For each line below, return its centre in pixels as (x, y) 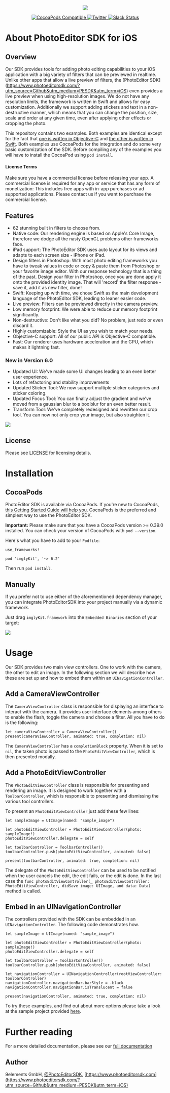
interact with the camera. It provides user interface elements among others (83, 711)
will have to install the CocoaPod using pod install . (59, 155)
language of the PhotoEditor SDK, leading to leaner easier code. (79, 299)
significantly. (26, 315)
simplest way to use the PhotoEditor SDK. (49, 515)
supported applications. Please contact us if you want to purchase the (79, 194)
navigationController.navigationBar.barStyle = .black (64, 983)
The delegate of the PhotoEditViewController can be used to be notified (81, 870)
